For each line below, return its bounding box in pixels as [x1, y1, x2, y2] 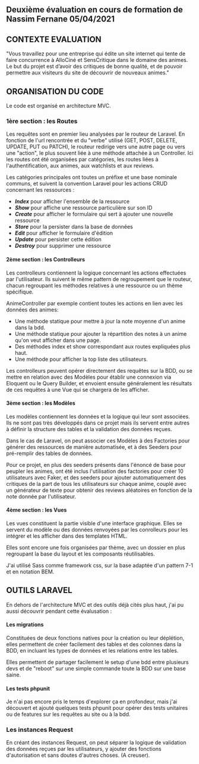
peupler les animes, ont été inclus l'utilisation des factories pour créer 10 [6, 467, 184, 475]
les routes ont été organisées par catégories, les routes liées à [6, 156, 159, 163]
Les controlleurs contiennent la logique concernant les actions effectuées [6, 269, 187, 276]
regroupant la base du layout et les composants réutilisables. [6, 550, 156, 557]
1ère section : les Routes [6, 117, 78, 125]
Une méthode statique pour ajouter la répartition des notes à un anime [14, 330, 187, 337]
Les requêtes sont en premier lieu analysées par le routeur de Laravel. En [6, 130, 185, 138]
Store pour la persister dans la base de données [14, 223, 133, 230]
